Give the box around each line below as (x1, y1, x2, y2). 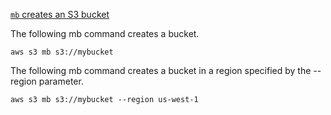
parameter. (38, 75, 84, 87)
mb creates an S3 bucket (10, 9, 110, 20)
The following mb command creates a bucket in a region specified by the (10, 65, 312, 76)
